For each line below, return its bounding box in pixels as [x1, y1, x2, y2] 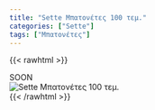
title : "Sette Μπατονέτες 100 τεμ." [9, 13, 147, 23]
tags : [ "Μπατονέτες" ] [9, 30, 91, 39]
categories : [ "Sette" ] [9, 22, 95, 31]
